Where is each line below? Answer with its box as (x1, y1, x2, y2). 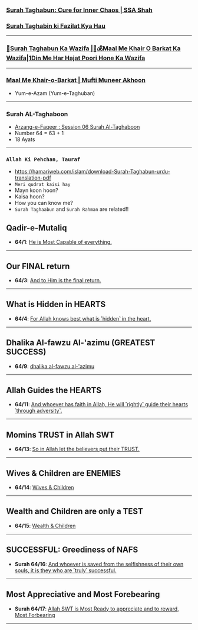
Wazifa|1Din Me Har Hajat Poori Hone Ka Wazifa (6, 54, 146, 62)
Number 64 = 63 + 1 (14, 130, 64, 137)
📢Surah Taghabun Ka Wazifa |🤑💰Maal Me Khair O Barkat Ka (6, 44, 181, 53)
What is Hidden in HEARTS (6, 299, 106, 309)
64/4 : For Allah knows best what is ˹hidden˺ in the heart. (14, 315, 151, 322)
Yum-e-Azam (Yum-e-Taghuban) (14, 89, 95, 97)
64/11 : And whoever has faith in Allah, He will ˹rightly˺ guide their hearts (14, 401, 189, 408)
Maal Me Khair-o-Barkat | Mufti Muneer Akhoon (6, 76, 146, 84)
